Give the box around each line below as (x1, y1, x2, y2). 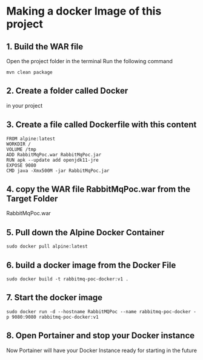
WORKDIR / (6, 141, 32, 147)
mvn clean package (6, 69, 53, 75)
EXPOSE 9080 (6, 162, 36, 168)
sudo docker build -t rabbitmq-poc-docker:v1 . (6, 276, 129, 282)
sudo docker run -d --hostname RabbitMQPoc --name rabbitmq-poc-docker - (6, 308, 197, 314)
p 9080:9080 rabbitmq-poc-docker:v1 (6, 314, 99, 320)
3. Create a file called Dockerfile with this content (6, 120, 197, 130)
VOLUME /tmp (6, 146, 36, 153)
